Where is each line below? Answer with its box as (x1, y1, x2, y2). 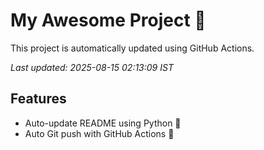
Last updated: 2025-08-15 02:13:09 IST (10, 61, 174, 73)
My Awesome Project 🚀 (10, 9, 207, 32)
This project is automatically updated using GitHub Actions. (10, 42, 255, 54)
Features (10, 90, 67, 108)
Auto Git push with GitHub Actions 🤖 (24, 127, 175, 139)
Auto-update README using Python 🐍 (24, 117, 182, 129)
